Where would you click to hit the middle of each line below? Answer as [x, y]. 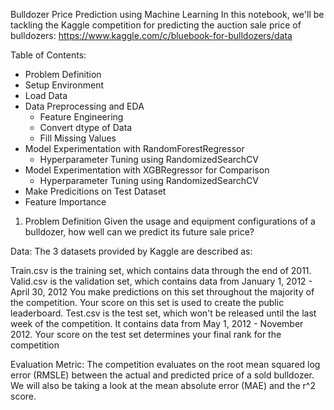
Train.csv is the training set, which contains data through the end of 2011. [161, 270]
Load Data [46, 95]
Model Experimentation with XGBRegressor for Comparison [147, 170]
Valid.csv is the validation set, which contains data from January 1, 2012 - [161, 281]
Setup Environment [64, 85]
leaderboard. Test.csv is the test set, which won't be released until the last [163, 313]
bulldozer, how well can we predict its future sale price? [139, 232]
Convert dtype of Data [86, 127]
